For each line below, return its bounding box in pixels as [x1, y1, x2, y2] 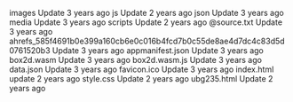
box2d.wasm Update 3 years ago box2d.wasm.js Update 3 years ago [9, 55, 262, 65]
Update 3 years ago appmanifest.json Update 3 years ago [51, 45, 265, 56]
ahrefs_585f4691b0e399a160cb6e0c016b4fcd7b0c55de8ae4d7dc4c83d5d [9, 35, 286, 46]
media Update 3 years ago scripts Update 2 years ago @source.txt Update [9, 17, 282, 27]
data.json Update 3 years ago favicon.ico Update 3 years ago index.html [9, 64, 274, 75]
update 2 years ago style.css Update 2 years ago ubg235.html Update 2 [9, 74, 273, 83]
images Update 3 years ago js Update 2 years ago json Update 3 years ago [9, 8, 284, 18]
